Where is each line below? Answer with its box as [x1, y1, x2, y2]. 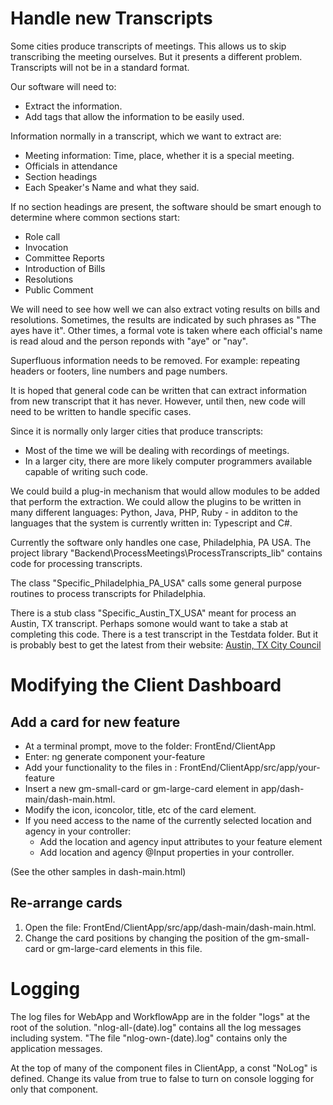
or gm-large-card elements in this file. [46, 942, 203, 954]
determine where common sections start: [10, 211, 180, 223]
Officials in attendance [24, 160, 118, 172]
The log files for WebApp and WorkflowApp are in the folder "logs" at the [10, 1010, 311, 1022]
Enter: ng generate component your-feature [24, 750, 206, 762]
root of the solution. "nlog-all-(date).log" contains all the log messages [10, 1021, 302, 1033]
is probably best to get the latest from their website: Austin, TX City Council [10, 638, 322, 651]
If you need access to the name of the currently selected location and [24, 814, 312, 826]
